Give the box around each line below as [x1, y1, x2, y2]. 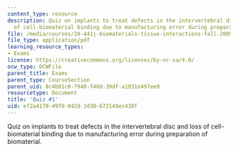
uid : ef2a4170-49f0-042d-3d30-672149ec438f [7, 103, 138, 110]
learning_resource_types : [7, 43, 84, 50]
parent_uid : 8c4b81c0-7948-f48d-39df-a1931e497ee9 [7, 83, 160, 90]
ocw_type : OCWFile [7, 63, 62, 70]
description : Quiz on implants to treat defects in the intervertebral [7, 17, 223, 24]
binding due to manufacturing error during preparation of [41, 129, 208, 138]
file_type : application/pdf [7, 37, 91, 44]
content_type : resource [7, 10, 78, 18]
